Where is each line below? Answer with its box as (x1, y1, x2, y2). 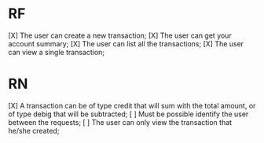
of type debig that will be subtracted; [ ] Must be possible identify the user (8, 109, 249, 119)
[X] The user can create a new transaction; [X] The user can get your (8, 31, 232, 40)
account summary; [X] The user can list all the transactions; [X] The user (8, 38, 244, 48)
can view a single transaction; (8, 47, 104, 57)
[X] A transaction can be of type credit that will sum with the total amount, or (8, 101, 256, 110)
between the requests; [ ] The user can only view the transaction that (8, 117, 233, 126)
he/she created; (8, 126, 60, 135)
